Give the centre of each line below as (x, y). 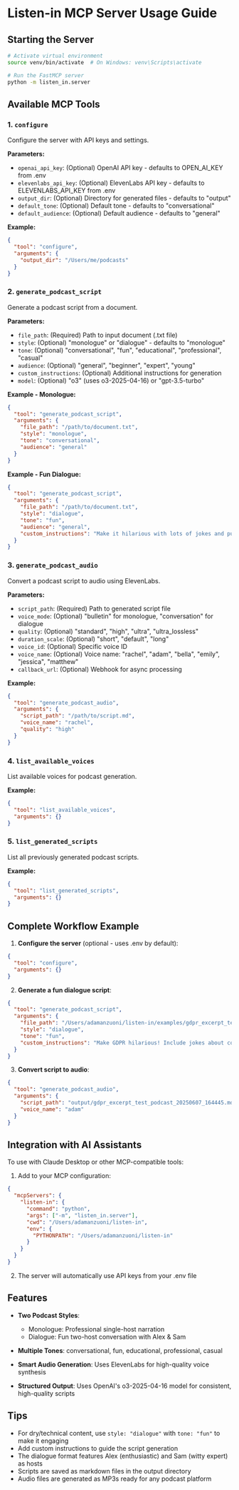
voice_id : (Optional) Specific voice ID (73, 646)
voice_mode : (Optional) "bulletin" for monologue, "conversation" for (115, 616)
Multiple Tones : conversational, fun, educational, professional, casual (120, 1350)
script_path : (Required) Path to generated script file (94, 608)
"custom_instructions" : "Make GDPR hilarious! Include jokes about (122, 1043)
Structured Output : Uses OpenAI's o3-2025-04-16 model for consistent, (124, 1386)
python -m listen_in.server (49, 82)
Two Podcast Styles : (49, 1315)
